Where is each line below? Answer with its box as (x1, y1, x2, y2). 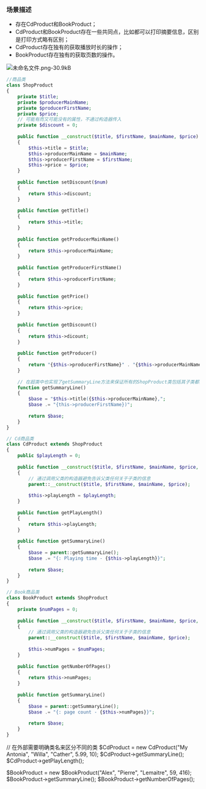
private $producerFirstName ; (17, 105, 92, 111)
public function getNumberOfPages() (17, 663, 112, 669)
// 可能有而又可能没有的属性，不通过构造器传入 (17, 117, 121, 123)
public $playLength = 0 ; (17, 453, 81, 459)
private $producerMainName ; (17, 99, 89, 106)
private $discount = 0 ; (17, 122, 78, 128)
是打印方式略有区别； (15, 36, 69, 44)
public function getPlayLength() (17, 509, 103, 516)
